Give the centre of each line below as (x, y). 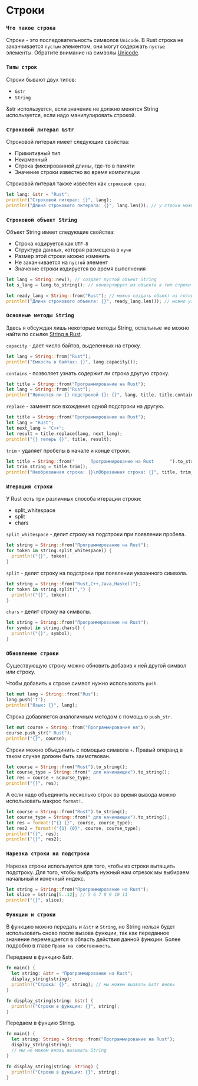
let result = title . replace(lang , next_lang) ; (64, 434)
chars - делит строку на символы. (49, 612)
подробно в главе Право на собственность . (59, 946)
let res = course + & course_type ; (49, 778)
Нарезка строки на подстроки (48, 854)
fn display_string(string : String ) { (52, 1066)
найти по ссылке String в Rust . (44, 334)
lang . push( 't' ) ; (26, 700)
